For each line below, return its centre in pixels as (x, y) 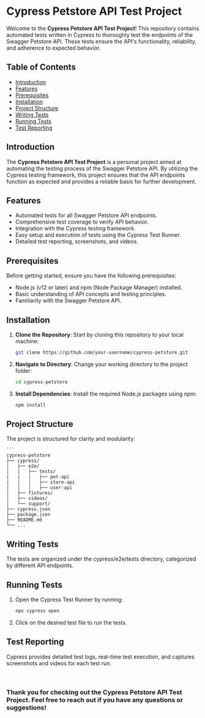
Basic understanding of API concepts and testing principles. (91, 294)
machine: (27, 341)
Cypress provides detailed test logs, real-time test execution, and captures (100, 657)
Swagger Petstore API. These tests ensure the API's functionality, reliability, (102, 41)
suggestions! (27, 708)
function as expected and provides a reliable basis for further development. (102, 181)
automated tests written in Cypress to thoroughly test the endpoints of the (100, 34)
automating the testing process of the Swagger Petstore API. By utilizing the (102, 168)
